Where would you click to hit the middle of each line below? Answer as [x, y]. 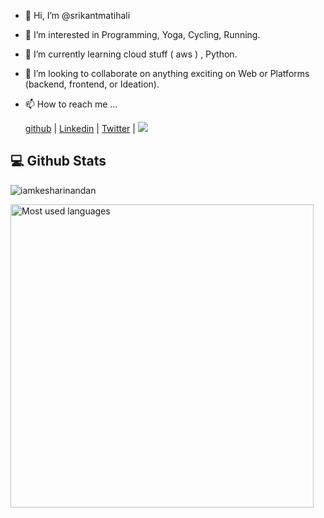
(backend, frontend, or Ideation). [92, 84]
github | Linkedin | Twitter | [80, 128]
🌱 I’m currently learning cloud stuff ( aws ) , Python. [131, 54]
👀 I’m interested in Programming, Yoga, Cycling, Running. [142, 34]
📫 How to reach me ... [71, 104]
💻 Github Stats [58, 161]
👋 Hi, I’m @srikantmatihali [77, 15]
